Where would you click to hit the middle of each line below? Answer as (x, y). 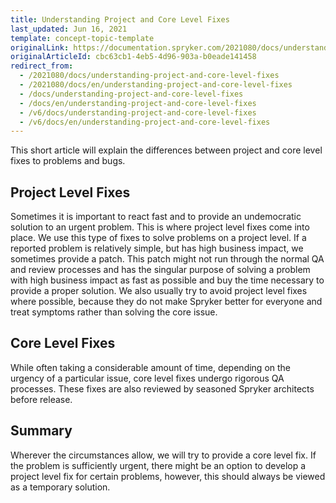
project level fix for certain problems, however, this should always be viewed (168, 476)
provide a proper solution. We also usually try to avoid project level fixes (159, 291)
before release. (41, 399)
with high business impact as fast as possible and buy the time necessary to (167, 280)
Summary (41, 431)
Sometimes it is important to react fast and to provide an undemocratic (156, 217)
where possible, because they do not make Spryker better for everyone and (166, 302)
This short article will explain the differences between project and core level (166, 150)
